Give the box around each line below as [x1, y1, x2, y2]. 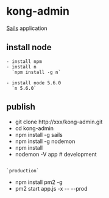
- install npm [6, 58, 43, 65]
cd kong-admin [15, 124, 54, 132]
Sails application [6, 24, 47, 32]
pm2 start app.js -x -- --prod [15, 185, 88, 192]
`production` [6, 167, 40, 174]
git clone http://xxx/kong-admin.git [15, 118, 103, 125]
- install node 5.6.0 [6, 79, 62, 86]
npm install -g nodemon [15, 137, 76, 145]
